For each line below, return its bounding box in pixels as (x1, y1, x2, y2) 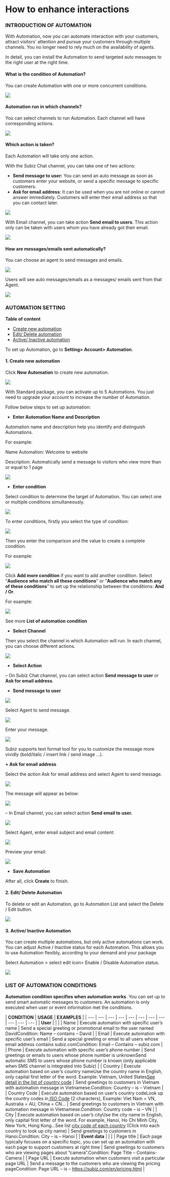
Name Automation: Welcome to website (5, 449, 88, 455)
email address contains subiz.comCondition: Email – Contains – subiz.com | (5, 1041, 163, 1047)
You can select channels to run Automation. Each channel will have (5, 115, 146, 121)
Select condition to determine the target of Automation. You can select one (5, 493, 162, 500)
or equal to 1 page (5, 464, 43, 470)
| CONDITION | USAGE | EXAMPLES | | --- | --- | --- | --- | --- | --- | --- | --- (5, 1014, 165, 1020)
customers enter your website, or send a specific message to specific (12, 178, 159, 184)
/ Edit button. (5, 907, 32, 912)
